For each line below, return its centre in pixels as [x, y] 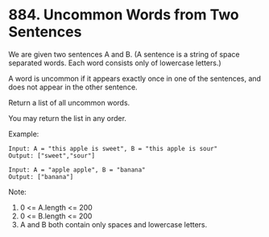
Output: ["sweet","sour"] [52, 156]
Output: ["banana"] [41, 177]
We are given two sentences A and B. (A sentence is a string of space [124, 54]
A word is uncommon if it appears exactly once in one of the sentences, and [135, 78]
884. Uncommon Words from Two [124, 15]
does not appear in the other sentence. [73, 87]
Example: [24, 134]
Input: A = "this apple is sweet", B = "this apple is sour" [113, 148]
